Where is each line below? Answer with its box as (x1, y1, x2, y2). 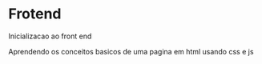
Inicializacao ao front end (8, 31, 92, 41)
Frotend (8, 5, 62, 23)
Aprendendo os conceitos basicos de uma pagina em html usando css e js (8, 46, 254, 56)
